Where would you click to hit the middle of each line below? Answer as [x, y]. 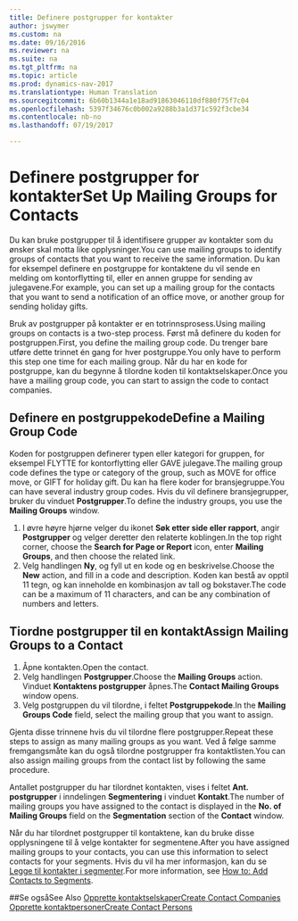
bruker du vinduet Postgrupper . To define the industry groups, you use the [146, 501]
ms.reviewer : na [39, 51]
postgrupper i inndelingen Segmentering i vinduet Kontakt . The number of [147, 796]
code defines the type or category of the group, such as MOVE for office [143, 472]
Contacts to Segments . [51, 880]
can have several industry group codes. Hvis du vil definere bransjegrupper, [149, 491]
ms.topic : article [43, 76]
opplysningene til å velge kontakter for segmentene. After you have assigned [149, 842]
